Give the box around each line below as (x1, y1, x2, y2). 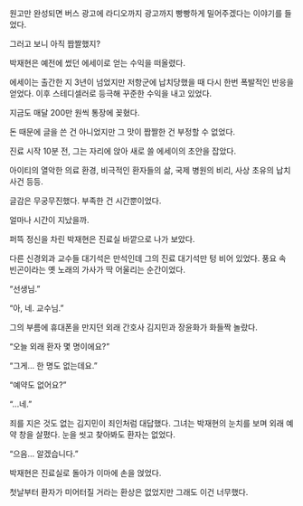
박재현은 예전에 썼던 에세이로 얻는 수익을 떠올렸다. (9, 58, 186, 68)
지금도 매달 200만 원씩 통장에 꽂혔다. (9, 108, 140, 117)
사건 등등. (9, 176, 43, 187)
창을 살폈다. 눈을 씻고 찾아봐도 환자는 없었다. (18, 429, 176, 440)
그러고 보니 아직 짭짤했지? (9, 39, 101, 49)
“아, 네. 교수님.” (9, 303, 64, 314)
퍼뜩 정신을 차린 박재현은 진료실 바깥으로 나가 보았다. (9, 234, 195, 244)
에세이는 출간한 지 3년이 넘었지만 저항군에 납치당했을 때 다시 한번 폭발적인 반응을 (9, 77, 294, 88)
